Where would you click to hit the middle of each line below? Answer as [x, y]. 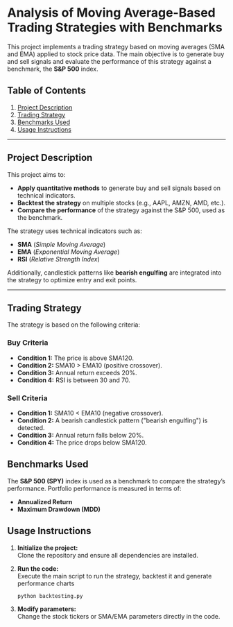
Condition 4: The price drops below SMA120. [82, 443]
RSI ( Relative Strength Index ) [59, 259]
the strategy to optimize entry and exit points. [72, 280]
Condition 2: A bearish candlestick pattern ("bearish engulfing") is [112, 420]
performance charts [46, 583]
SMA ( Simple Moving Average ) [61, 244]
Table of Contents [47, 91]
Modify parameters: [46, 609]
